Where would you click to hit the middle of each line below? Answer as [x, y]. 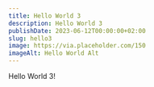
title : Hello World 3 [45, 16]
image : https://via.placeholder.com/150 [77, 46]
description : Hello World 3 [56, 23]
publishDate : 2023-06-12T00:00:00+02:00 [77, 31]
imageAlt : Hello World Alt [54, 53]
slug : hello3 [30, 38]
